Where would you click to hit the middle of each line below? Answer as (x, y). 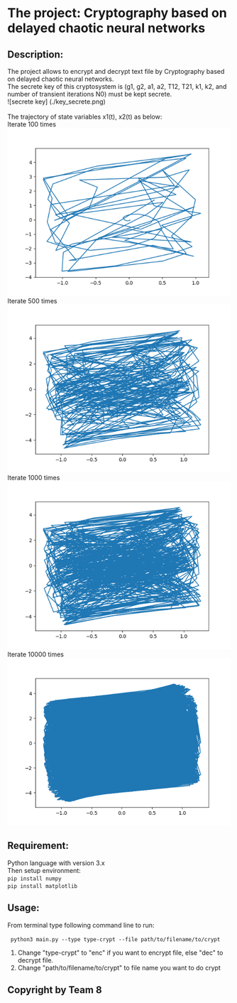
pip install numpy (34, 879)
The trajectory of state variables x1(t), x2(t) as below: (85, 116)
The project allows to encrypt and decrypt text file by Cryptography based (116, 71)
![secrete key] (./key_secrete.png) (57, 102)
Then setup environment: (44, 870)
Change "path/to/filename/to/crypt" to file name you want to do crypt (119, 967)
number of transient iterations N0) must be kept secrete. (90, 94)
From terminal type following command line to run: (81, 925)
